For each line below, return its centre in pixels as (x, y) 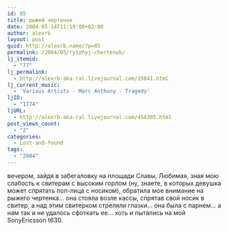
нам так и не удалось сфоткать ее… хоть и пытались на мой (96, 212)
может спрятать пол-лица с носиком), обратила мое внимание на (106, 190)
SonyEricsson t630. (35, 220)
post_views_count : (34, 124)
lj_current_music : (34, 85)
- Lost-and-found (38, 143)
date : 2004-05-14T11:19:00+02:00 (55, 26)
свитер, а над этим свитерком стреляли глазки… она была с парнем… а (114, 205)
